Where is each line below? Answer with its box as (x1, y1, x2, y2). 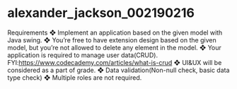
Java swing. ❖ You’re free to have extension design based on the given (7, 35, 217, 44)
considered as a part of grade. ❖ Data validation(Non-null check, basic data (7, 66, 230, 74)
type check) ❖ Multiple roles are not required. (7, 73, 142, 82)
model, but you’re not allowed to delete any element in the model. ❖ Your (7, 43, 221, 52)
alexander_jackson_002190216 (7, 5, 195, 21)
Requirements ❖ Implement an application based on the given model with (7, 28, 223, 37)
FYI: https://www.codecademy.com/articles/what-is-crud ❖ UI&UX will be (7, 58, 222, 66)
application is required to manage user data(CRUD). (7, 51, 158, 59)
